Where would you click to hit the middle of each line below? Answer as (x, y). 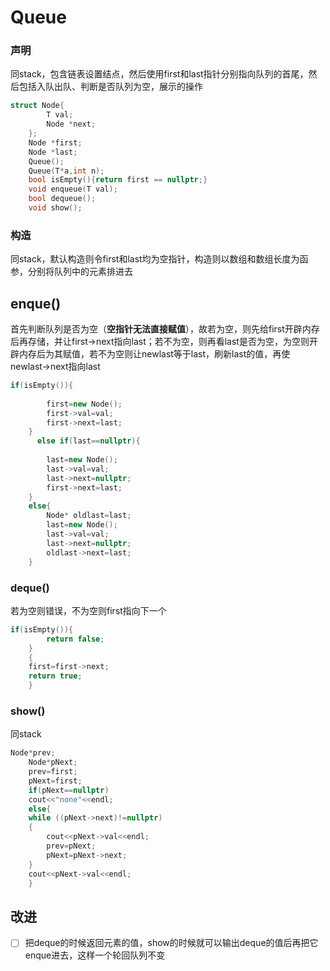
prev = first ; (53, 772)
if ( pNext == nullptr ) (69, 790)
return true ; (55, 676)
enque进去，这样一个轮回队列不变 (95, 955)
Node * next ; (71, 124)
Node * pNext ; (53, 762)
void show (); (55, 208)
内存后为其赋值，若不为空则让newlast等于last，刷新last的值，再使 (154, 354)
